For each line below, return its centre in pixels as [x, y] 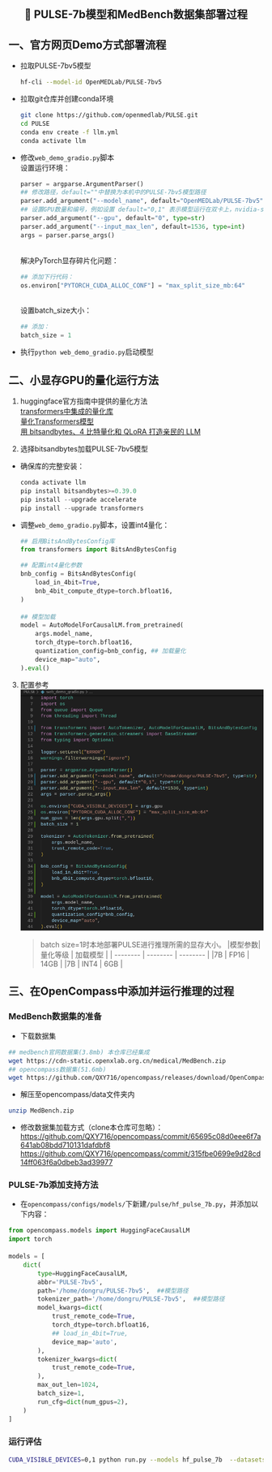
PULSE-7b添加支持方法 [53, 1185]
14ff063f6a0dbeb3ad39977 [66, 1163]
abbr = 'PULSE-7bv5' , [70, 1282]
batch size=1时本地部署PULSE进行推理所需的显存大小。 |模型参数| [151, 945]
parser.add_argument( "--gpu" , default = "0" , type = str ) [113, 218]
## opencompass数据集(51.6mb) [57, 1069]
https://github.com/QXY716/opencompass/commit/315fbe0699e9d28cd [140, 1154]
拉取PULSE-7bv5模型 [55, 66]
